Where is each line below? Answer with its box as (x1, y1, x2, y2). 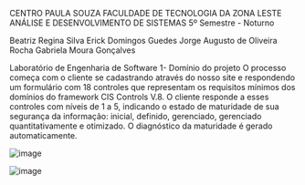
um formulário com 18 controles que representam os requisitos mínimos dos (9, 82, 296, 92)
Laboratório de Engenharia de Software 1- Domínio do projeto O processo (9, 63, 287, 73)
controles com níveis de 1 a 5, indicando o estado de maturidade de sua (9, 101, 280, 112)
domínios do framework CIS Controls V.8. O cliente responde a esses (9, 91, 269, 102)
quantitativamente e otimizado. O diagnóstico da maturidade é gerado (9, 120, 273, 131)
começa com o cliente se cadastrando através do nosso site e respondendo (9, 72, 295, 83)
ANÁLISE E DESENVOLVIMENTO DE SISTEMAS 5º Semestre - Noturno (9, 17, 275, 28)
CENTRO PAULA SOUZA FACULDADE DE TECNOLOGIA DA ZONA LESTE (9, 8, 282, 18)
